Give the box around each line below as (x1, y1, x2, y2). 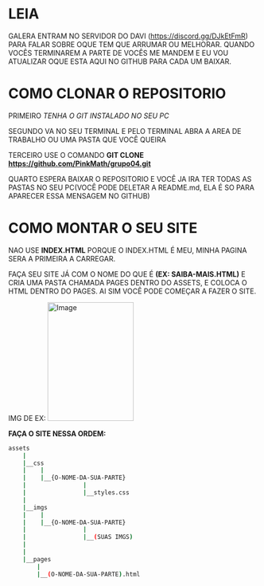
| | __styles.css (22, 489, 130, 497)
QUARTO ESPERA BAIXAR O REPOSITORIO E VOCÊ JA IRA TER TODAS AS (8, 174, 252, 183)
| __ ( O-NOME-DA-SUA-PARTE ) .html (37, 570, 141, 578)
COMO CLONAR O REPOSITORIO (8, 85, 227, 103)
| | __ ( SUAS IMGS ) (22, 533, 134, 541)
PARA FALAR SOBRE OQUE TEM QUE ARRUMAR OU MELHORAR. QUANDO (8, 39, 255, 49)
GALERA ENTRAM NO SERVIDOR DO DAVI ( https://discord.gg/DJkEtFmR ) (8, 31, 249, 41)
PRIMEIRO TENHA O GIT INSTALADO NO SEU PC (8, 111, 169, 120)
